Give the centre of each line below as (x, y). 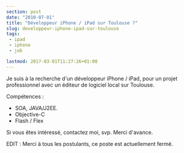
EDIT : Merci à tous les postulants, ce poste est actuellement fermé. (90, 143)
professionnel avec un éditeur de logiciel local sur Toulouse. (80, 85)
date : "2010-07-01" (31, 17)
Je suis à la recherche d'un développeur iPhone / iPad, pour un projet (92, 78)
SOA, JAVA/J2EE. (36, 108)
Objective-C (30, 114)
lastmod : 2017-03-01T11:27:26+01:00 (52, 61)
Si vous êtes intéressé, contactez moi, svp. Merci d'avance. (80, 132)
